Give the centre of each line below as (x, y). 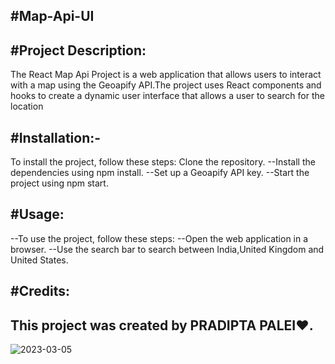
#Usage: (37, 214)
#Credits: (40, 291)
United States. (39, 260)
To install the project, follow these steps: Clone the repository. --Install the (163, 162)
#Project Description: (78, 50)
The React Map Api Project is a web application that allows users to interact (166, 75)
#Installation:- (56, 137)
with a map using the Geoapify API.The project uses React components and (166, 85)
